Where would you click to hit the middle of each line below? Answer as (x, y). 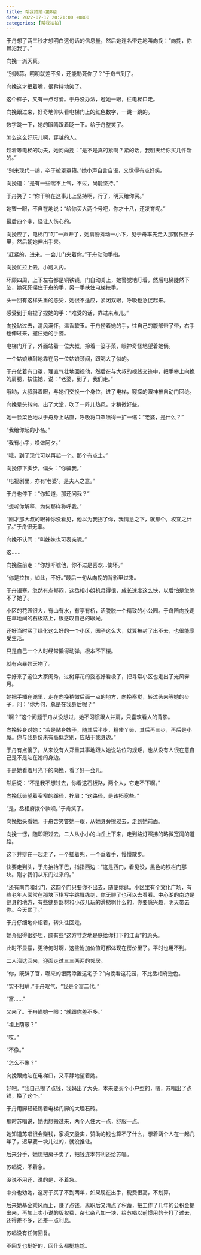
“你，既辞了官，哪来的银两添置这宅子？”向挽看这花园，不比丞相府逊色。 (95, 974)
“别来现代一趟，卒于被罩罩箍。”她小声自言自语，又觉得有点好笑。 (86, 170)
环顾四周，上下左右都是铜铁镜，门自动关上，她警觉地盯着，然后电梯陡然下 (98, 280)
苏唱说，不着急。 (27, 1167)
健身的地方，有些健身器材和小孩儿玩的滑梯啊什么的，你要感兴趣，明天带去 (98, 902)
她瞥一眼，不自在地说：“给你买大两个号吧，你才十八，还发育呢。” (86, 209)
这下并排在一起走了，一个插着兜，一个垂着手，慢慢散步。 (77, 854)
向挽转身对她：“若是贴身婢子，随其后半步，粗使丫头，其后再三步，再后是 (97, 730)
